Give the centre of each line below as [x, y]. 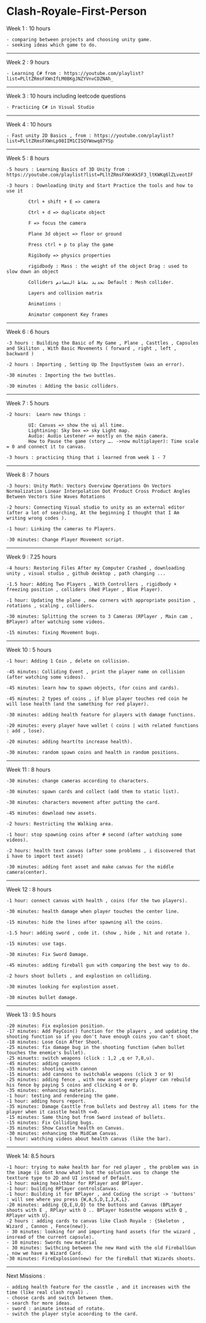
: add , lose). [26, 731]
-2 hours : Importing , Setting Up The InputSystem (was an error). [96, 364]
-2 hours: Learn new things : [46, 414]
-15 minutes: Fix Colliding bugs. [51, 1123]
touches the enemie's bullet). [46, 1053]
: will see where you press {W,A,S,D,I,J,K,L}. [68, 1199]
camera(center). [27, 872]
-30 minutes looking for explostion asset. [63, 987]
